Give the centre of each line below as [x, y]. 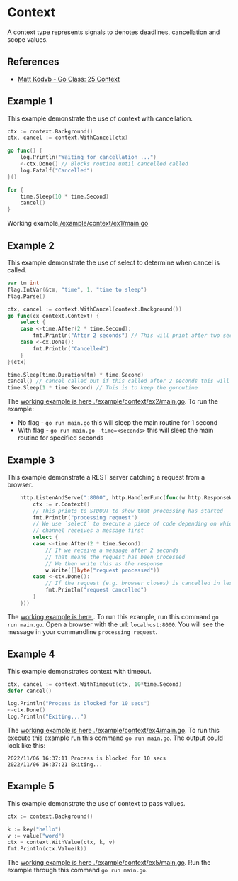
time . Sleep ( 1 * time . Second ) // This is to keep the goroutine [103, 388]
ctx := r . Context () [62, 504]
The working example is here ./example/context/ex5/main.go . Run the [109, 863]
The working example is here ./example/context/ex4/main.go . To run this [113, 730]
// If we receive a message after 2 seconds [112, 550]
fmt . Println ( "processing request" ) [85, 517]
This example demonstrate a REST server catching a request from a [106, 477]
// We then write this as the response [104, 564]
